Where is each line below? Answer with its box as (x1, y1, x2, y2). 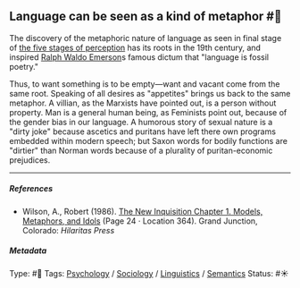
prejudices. (9, 154, 51, 165)
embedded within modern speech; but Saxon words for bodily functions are (9, 135, 288, 146)
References (9, 183, 54, 194)
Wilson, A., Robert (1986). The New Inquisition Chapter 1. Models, (21, 206, 263, 216)
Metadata (9, 245, 47, 256)
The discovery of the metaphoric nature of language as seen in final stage (9, 32, 282, 43)
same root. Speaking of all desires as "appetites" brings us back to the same (9, 88, 291, 98)
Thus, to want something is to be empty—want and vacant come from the (9, 78, 280, 89)
